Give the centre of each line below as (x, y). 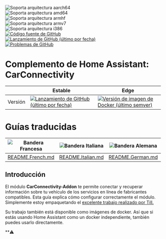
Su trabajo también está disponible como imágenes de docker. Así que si (79, 212)
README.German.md (133, 157)
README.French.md (31, 157)
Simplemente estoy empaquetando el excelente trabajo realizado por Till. (80, 202)
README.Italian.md (82, 157)
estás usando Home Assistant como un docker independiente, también (77, 217)
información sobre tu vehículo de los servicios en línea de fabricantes (76, 192)
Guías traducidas (41, 127)
